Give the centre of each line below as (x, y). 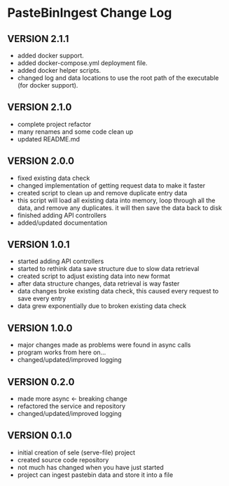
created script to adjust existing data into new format (93, 276)
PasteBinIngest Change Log (90, 13)
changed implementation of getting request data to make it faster (111, 185)
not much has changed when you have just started (90, 467)
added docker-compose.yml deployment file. (82, 63)
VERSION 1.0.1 (39, 245)
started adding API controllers (61, 261)
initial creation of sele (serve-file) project (76, 452)
